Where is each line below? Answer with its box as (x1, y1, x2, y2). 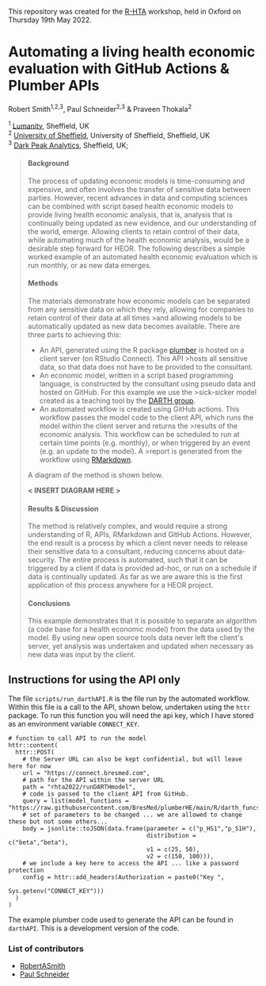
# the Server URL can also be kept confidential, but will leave (22, 755, 243, 764)
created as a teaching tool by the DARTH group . (39, 396, 196, 405)
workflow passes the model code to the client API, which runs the (39, 412, 254, 422)
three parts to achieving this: (27, 329, 121, 340)
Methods (27, 278, 59, 288)
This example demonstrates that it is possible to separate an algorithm (27, 616, 257, 626)
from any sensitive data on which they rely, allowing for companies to (27, 305, 254, 314)
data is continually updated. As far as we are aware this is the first (27, 572, 243, 581)
